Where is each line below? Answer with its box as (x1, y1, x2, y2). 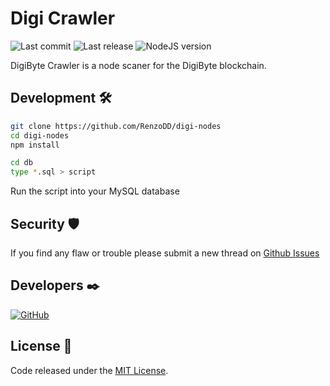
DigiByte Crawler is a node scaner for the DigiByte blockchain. (10, 59, 267, 71)
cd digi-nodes (10, 130, 70, 141)
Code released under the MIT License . (10, 364, 169, 376)
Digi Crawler (10, 7, 116, 30)
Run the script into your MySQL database (10, 185, 180, 197)
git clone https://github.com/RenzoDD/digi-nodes (10, 121, 222, 131)
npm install (10, 140, 60, 150)
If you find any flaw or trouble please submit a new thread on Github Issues (10, 247, 320, 259)
